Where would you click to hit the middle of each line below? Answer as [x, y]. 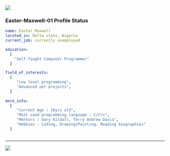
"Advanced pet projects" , [44, 87]
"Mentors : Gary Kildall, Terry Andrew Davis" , [68, 120]
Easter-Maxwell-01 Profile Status [47, 20]
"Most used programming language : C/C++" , [63, 115]
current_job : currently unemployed [43, 40]
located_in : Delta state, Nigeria [42, 36]
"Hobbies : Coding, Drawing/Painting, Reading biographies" [81, 124]
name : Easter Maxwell [28, 31]
